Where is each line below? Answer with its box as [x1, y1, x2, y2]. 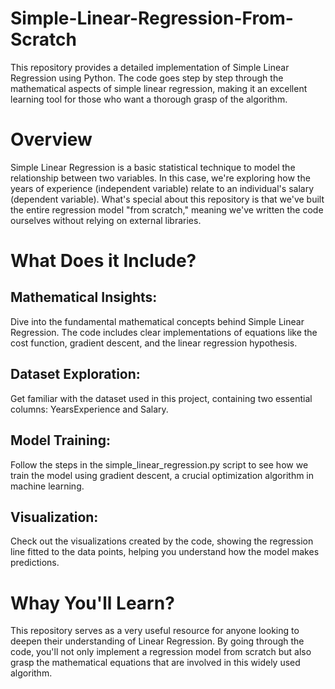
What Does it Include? [10, 250, 197, 272]
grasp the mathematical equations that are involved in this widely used [10, 657, 301, 669]
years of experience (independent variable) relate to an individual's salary [10, 182, 314, 194]
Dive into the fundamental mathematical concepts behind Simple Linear [10, 315, 305, 327]
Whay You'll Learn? [10, 592, 175, 614]
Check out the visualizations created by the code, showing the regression [10, 535, 314, 547]
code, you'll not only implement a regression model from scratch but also [10, 646, 312, 658]
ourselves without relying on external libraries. [10, 214, 202, 226]
